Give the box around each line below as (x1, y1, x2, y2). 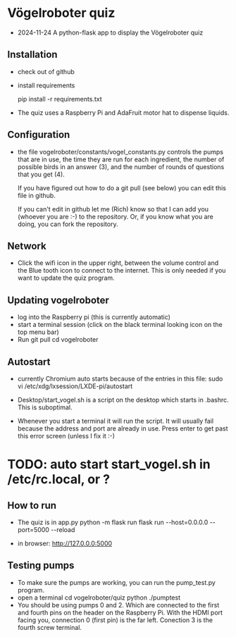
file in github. (17, 191, 56, 199)
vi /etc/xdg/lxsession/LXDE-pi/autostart (17, 382, 133, 390)
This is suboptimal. (17, 403, 73, 412)
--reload (50, 526, 75, 533)
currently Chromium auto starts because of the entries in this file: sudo (17, 375, 223, 383)
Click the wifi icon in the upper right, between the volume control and (17, 259, 219, 267)
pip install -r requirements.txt (17, 94, 102, 103)
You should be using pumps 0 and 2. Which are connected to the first (17, 600, 220, 609)
